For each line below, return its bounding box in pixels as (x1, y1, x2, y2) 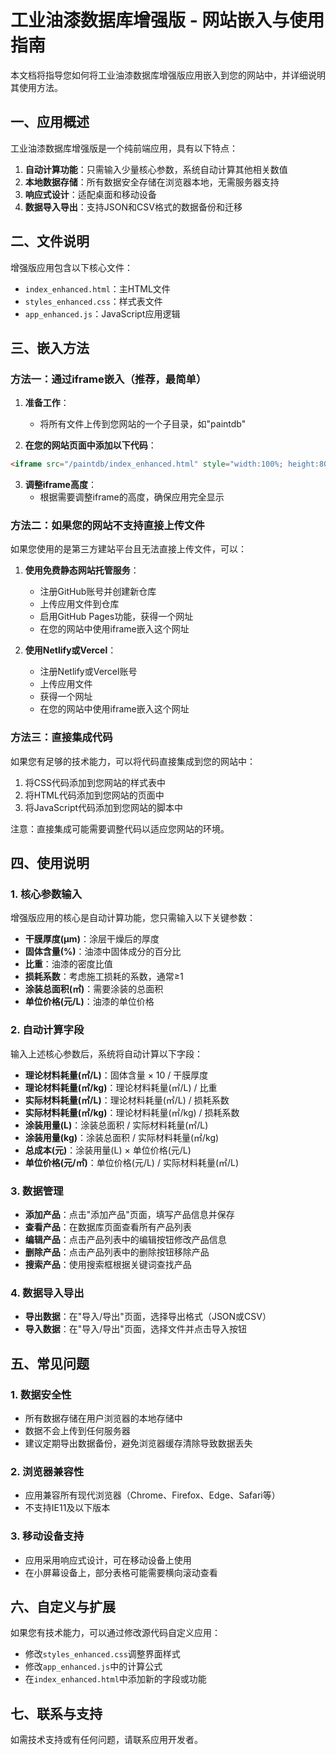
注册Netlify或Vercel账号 (39, 666, 138, 678)
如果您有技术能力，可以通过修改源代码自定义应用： (10, 1627, 221, 1639)
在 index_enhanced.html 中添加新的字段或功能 (24, 1673, 207, 1685)
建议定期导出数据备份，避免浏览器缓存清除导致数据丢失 (24, 1437, 253, 1449)
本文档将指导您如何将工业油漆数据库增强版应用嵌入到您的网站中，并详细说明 (10, 69, 326, 81)
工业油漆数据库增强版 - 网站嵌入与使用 (10, 9, 325, 32)
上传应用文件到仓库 (39, 598, 120, 610)
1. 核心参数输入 (10, 887, 83, 901)
